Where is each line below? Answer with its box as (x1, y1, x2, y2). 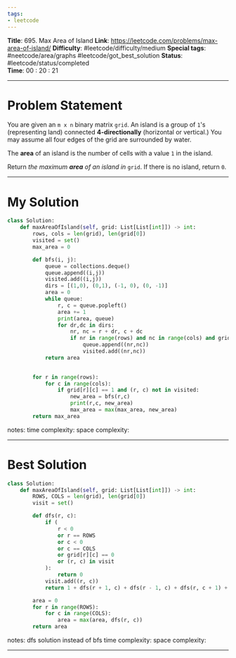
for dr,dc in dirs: (57, 322, 114, 329)
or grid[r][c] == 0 (57, 552, 114, 559)
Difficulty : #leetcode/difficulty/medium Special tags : (52, 44, 206, 52)
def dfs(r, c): (32, 512, 77, 519)
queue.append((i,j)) (44, 269, 105, 277)
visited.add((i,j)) (44, 276, 102, 283)
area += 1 (57, 308, 86, 315)
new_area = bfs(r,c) (70, 393, 131, 400)
